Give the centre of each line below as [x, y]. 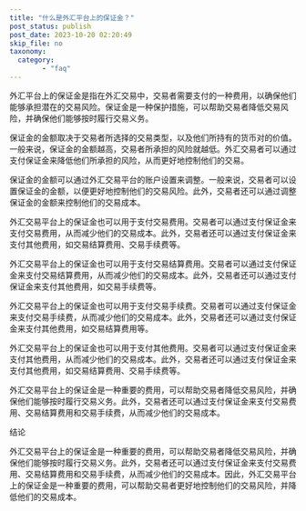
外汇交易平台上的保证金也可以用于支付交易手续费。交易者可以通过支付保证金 [153, 306]
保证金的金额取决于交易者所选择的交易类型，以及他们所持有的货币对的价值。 [153, 137]
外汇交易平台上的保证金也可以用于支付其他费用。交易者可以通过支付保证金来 [153, 347]
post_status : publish [51, 26]
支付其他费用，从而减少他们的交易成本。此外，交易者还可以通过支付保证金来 [153, 359]
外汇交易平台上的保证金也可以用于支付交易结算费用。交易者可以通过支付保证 [153, 264]
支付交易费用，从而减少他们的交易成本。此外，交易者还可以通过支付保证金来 [153, 233]
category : [36, 60]
